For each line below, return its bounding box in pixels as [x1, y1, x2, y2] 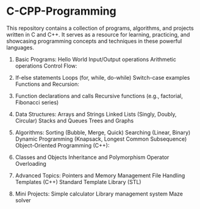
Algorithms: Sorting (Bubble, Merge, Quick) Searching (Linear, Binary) [15, 129, 191, 136]
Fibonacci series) [15, 99, 59, 106]
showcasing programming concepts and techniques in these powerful [6, 37, 182, 44]
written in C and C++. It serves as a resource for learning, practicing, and [6, 30, 190, 38]
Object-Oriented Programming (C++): [15, 141, 110, 149]
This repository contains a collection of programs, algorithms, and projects [6, 24, 194, 32]
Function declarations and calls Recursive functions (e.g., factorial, [15, 92, 183, 99]
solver [15, 196, 32, 204]
